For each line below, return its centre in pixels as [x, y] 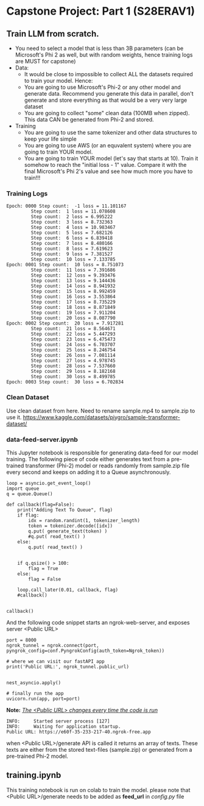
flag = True [44, 568]
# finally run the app [35, 693]
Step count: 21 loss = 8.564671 [73, 329]
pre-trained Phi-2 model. [37, 756]
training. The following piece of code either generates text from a [88, 459]
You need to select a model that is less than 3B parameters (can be [99, 48]
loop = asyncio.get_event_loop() [49, 483]
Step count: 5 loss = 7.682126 [72, 233]
